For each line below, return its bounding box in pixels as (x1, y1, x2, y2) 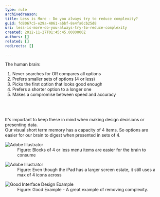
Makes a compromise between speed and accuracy (12, 91, 116, 97)
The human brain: (5, 61, 40, 67)
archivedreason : (5, 12, 38, 17)
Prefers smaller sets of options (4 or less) (12, 76, 96, 82)
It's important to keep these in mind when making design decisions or (5, 116, 144, 122)
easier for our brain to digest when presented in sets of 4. (5, 132, 121, 138)
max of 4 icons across (17, 172, 62, 177)
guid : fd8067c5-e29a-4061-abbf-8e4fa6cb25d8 (5, 21, 97, 26)
